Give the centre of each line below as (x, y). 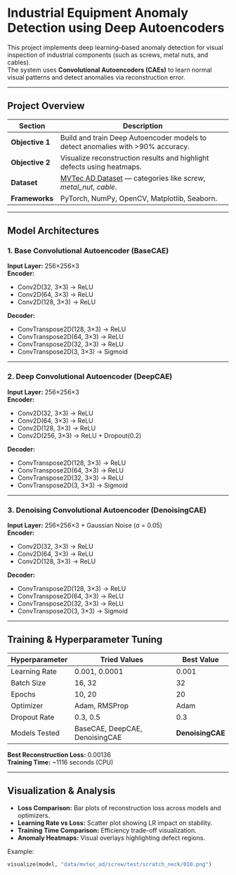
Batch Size (28, 682)
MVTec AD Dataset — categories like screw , (133, 178)
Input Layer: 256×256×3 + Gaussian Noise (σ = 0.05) (85, 525)
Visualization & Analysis (61, 791)
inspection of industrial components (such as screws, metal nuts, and (108, 55)
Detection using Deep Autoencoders (116, 28)
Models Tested (35, 733)
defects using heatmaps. (101, 167)
